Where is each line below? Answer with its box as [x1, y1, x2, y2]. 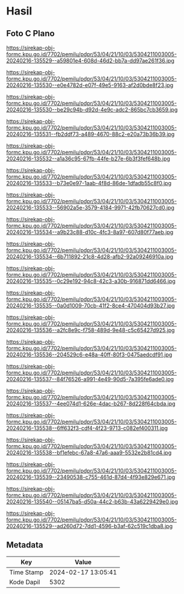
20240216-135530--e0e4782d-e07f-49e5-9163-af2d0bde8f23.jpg [6, 81, 174, 89]
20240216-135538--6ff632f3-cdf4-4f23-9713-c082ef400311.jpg [6, 425, 168, 432]
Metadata [6, 540, 43, 550]
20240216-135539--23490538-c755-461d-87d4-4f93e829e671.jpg [6, 473, 176, 481]
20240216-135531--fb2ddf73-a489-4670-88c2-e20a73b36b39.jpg [6, 131, 175, 137]
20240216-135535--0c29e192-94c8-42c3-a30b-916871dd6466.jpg [6, 277, 176, 285]
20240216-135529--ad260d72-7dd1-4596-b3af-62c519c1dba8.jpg [6, 523, 173, 529]
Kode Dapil [9, 578, 40, 586]
